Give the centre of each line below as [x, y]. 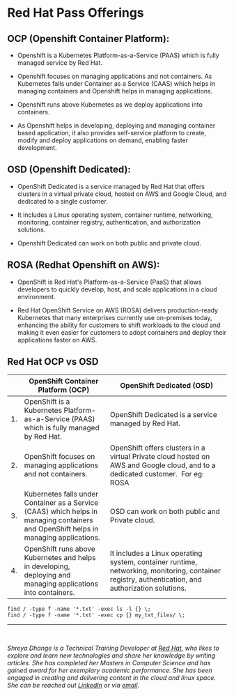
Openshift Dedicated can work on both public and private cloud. [109, 243]
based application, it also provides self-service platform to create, [112, 133]
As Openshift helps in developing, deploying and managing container [116, 126]
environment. [36, 296]
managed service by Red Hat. [60, 63]
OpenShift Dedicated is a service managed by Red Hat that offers [111, 186]
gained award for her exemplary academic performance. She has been [110, 670]
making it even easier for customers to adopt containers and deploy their [122, 332]
